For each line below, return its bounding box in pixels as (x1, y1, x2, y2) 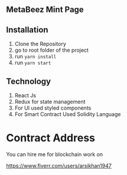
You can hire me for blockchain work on (6, 150, 103, 158)
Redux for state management (14, 98, 86, 105)
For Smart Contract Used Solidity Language (14, 111, 121, 118)
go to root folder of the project (14, 47, 89, 54)
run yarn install (14, 53, 57, 60)
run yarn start (14, 59, 51, 67)
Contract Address (6, 131, 96, 145)
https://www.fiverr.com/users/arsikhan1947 (6, 162, 112, 169)
